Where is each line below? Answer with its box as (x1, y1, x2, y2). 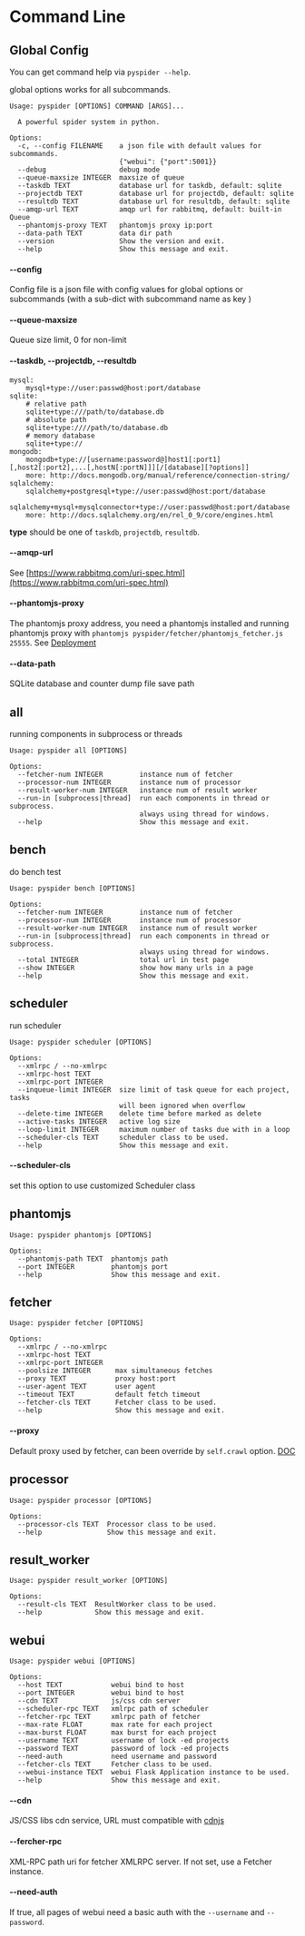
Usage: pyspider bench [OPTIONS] (9, 883, 136, 893)
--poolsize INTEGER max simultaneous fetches (17, 1366, 213, 1376)
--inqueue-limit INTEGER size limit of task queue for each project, (17, 1085, 290, 1095)
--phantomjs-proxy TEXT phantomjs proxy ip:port (17, 221, 213, 230)
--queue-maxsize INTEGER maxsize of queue (17, 173, 184, 182)
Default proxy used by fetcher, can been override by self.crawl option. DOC (9, 1445, 296, 1456)
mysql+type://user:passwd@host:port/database (25, 383, 202, 392)
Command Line (9, 6, 126, 27)
